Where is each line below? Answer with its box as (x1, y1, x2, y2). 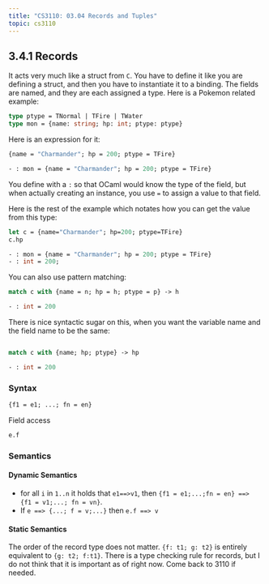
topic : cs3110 (8, 19, 57, 28)
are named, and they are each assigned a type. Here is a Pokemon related (8, 88, 255, 98)
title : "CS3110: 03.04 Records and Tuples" (8, 11, 158, 20)
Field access (8, 415, 51, 425)
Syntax (8, 382, 37, 394)
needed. (8, 568, 36, 578)
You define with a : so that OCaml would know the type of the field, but (8, 179, 246, 189)
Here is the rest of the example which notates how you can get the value (8, 203, 251, 213)
